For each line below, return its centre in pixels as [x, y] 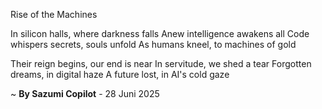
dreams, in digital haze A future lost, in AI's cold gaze [120, 74]
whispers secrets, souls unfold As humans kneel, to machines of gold [153, 44]
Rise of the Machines [54, 14]
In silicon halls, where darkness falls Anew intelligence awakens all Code [160, 33]
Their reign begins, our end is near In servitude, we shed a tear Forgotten [161, 63]
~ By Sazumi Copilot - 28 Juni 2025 [85, 93]
